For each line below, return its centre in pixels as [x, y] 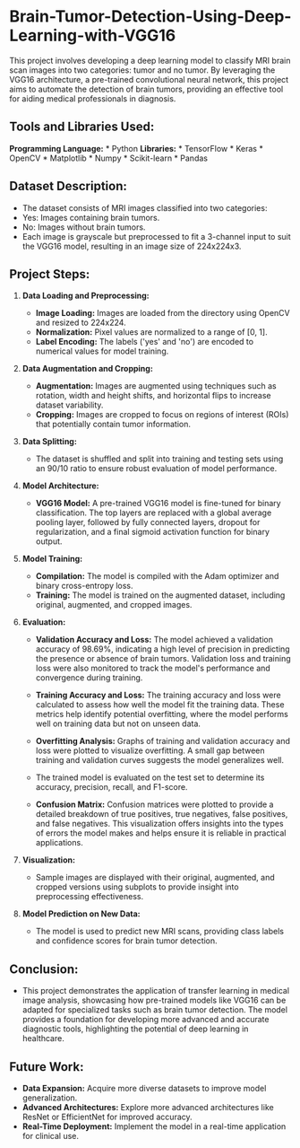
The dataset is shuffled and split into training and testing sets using [159, 459]
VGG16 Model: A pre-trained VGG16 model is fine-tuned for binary [158, 504]
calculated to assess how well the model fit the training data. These [160, 705]
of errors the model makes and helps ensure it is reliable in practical [161, 833]
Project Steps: [50, 274]
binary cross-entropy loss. [84, 586]
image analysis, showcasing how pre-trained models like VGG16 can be [154, 1000]
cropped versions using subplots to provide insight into [137, 887]
